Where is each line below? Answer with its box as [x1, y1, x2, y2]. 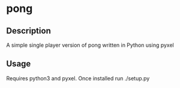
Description [6, 26, 51, 36]
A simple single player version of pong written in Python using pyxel [6, 41, 174, 48]
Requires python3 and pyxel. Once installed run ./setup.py [6, 74, 150, 82]
